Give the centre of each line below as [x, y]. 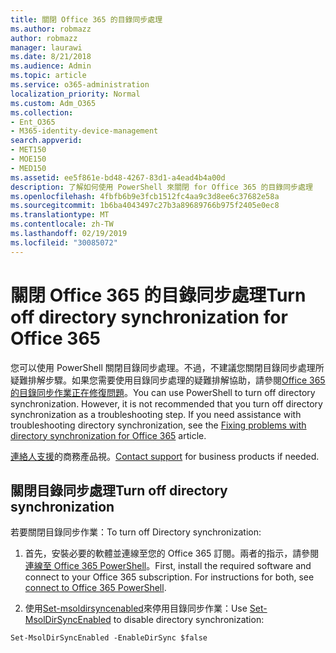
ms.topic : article [48, 76]
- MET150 [28, 150]
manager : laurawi [46, 47]
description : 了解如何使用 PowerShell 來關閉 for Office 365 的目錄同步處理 [161, 187]
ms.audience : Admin [51, 66]
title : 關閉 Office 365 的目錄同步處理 [86, 19]
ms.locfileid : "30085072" [64, 242]
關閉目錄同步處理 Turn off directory [119, 490]
